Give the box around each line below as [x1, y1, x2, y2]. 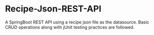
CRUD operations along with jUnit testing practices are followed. [5, 24, 134, 30]
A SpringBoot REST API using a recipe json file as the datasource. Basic [5, 19, 150, 25]
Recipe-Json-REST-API [5, 3, 102, 14]
